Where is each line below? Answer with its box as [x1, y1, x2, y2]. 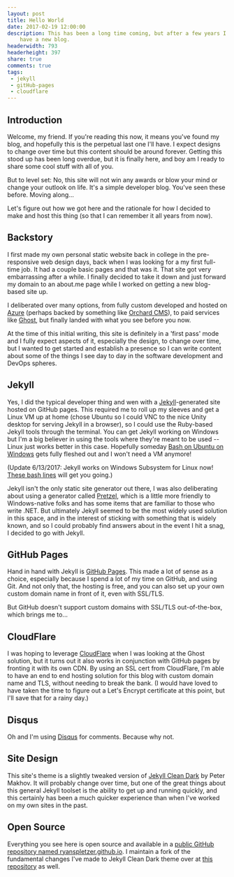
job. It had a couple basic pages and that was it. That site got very [21, 265, 212, 273]
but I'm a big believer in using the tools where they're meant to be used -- [7, 434, 220, 443]
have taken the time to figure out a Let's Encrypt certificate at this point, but [7, 686, 226, 695]
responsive [7, 258, 40, 266]
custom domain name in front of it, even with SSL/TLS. [7, 589, 164, 598]
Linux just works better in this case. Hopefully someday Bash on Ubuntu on [7, 442, 224, 450]
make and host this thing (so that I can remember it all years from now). [7, 211, 213, 220]
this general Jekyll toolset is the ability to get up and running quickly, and [7, 786, 218, 795]
